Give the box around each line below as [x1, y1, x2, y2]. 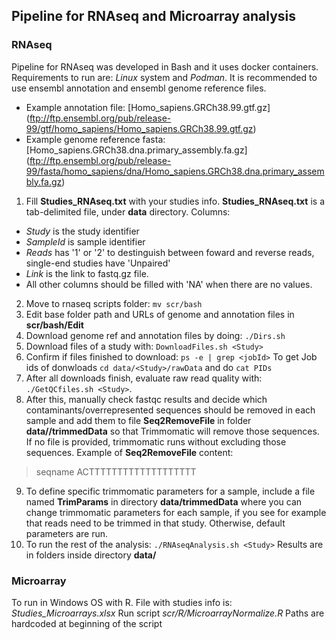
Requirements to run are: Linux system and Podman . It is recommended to [11, 71, 318, 83]
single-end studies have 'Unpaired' [25, 257, 171, 269]
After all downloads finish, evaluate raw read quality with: [25, 372, 263, 384]
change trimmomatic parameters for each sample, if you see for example [25, 506, 327, 518]
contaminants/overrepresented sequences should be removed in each [25, 404, 316, 416]
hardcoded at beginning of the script [11, 617, 163, 629]
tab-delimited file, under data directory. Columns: [25, 205, 231, 218]
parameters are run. [25, 527, 108, 539]
